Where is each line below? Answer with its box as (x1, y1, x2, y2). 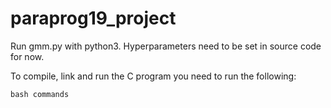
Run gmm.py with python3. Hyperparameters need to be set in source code (10, 40, 322, 52)
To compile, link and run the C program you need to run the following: (10, 70, 297, 82)
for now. (10, 50, 45, 62)
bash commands (10, 89, 70, 99)
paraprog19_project (10, 7, 177, 30)
